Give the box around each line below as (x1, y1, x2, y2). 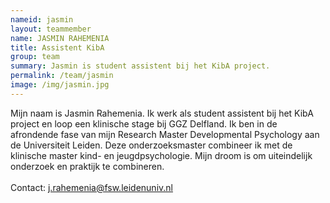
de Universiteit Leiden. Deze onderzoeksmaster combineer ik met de (10, 139, 293, 151)
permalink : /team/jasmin (10, 71, 114, 81)
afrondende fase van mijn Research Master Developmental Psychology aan (10, 128, 320, 140)
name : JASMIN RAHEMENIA (10, 33, 110, 43)
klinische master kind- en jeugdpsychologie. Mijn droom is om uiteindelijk (10, 149, 313, 161)
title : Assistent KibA (10, 42, 105, 53)
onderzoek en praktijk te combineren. (10, 160, 165, 172)
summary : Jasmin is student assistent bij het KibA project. (10, 61, 271, 71)
